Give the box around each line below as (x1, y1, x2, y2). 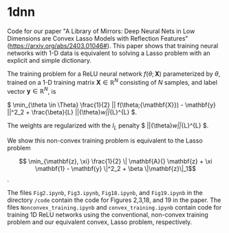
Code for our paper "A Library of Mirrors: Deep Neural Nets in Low (7, 27, 195, 35)
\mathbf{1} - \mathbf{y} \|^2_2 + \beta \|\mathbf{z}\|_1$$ (35, 165, 196, 173)
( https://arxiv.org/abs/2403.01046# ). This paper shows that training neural (7, 41, 219, 50)
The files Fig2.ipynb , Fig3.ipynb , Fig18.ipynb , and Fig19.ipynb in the (7, 189, 203, 197)
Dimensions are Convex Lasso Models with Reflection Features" (7, 34, 188, 42)
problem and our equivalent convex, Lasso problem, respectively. (7, 218, 193, 226)
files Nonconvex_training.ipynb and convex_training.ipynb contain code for (7, 203, 222, 212)
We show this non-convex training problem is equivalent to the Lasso (7, 136, 203, 145)
